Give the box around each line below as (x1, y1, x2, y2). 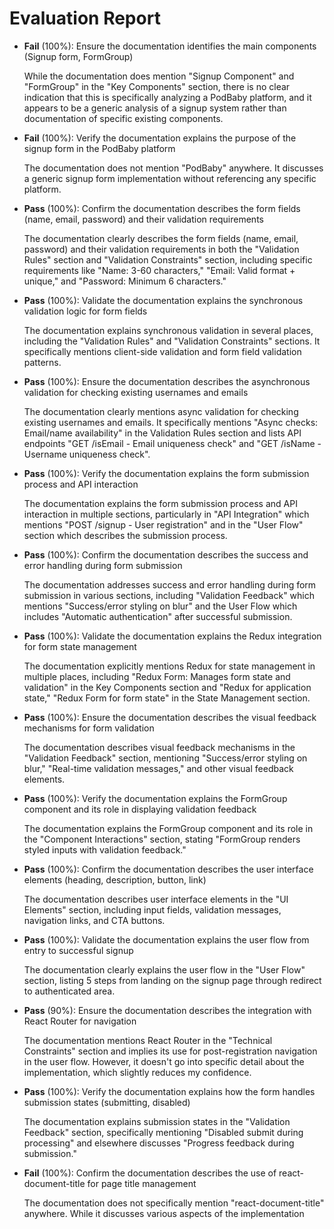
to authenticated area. (23, 985, 116, 997)
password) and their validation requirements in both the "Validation (23, 243, 300, 255)
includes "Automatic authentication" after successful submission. (23, 610, 293, 622)
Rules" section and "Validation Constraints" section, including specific (23, 253, 313, 266)
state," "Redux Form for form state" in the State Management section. (23, 692, 311, 704)
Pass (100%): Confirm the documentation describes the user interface (23, 863, 314, 875)
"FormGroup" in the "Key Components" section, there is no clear (23, 80, 291, 92)
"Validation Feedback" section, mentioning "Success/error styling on (23, 752, 308, 764)
